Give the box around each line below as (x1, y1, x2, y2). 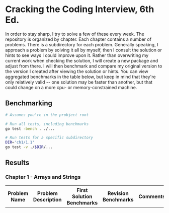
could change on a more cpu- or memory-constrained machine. (5, 84, 137, 90)
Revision (107, 190, 129, 197)
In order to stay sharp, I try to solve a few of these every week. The (5, 31, 144, 37)
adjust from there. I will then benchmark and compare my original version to (5, 63, 162, 69)
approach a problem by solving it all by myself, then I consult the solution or (5, 47, 162, 53)
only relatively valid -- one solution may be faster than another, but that (5, 79, 152, 85)
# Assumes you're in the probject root (5, 112, 89, 117)
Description (33, 196, 62, 203)
